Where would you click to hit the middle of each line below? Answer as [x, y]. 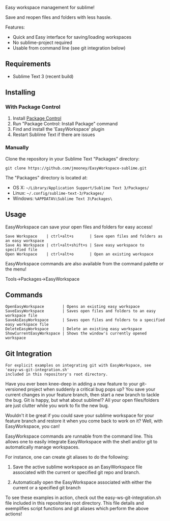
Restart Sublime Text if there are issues [54, 134]
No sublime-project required [42, 42]
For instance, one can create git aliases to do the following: [67, 457]
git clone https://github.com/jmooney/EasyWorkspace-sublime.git [76, 168]
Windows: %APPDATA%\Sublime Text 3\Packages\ [63, 198]
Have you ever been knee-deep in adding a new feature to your [72, 384]
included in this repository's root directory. [57, 375]
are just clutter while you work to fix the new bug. [57, 405]
